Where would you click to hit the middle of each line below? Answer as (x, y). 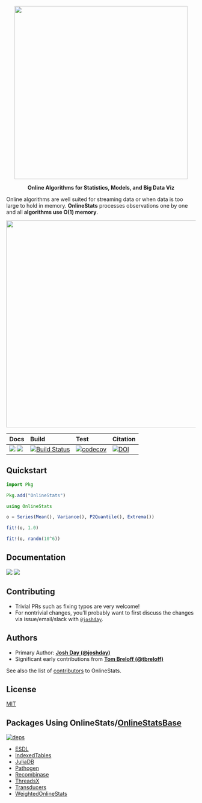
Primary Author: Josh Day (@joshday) (63, 653)
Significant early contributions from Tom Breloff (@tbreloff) (89, 659)
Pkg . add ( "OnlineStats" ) (36, 495)
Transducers (31, 787)
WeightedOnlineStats (41, 794)
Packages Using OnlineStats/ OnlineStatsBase (94, 723)
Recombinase (32, 775)
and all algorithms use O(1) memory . (52, 212)
